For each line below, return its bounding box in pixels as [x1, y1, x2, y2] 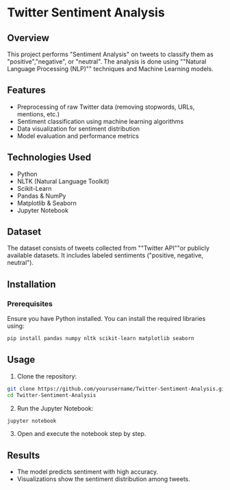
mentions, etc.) [16, 109, 60, 118]
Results [7, 450, 40, 461]
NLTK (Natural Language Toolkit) [16, 177, 110, 185]
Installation [7, 279, 56, 290]
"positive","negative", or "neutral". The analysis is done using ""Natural [7, 57, 207, 66]
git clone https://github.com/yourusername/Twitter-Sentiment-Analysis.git [7, 385, 228, 392]
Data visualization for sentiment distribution [16, 125, 140, 133]
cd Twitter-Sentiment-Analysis [7, 391, 97, 398]
